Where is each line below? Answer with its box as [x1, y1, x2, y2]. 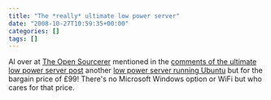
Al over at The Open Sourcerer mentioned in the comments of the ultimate [8, 57, 257, 67]
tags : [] [8, 34, 38, 43]
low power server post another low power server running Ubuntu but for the [8, 66, 263, 76]
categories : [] [8, 27, 60, 35]
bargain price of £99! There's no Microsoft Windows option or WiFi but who [8, 74, 262, 84]
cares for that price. [8, 83, 75, 93]
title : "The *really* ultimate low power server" [8, 11, 181, 20]
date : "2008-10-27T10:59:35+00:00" [8, 20, 129, 28]
